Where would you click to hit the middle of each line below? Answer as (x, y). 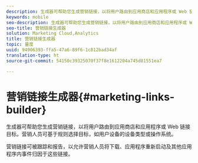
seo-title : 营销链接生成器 (36, 28)
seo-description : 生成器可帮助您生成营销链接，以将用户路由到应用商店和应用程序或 (97, 22)
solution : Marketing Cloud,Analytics (52, 34)
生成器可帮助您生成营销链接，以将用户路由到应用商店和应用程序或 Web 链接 (98, 127)
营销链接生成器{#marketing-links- (90, 97)
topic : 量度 (20, 45)
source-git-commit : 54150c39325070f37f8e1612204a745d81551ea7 (84, 61)
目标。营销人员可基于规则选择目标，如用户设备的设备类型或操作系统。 (91, 134)
